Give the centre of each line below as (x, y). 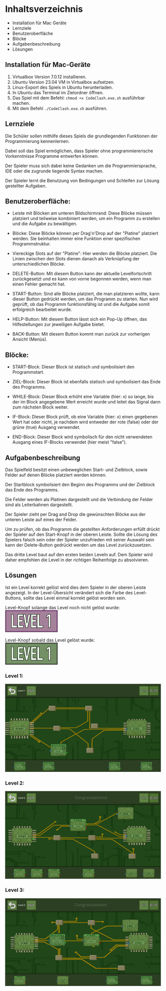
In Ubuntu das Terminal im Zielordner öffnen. (58, 92)
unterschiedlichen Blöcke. (39, 264)
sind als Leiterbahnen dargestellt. (39, 505)
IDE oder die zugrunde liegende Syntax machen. (54, 171)
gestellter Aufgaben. (26, 186)
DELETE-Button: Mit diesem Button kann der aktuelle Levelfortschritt (82, 274)
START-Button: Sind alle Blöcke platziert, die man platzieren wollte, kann (86, 294)
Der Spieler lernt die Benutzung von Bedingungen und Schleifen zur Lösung (82, 180)
